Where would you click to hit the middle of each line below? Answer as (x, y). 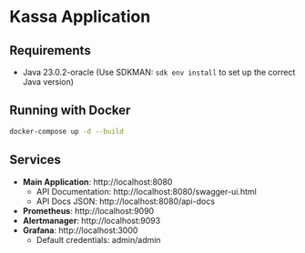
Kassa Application (80, 17)
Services (36, 160)
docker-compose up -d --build (67, 131)
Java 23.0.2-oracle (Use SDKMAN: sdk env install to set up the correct (159, 72)
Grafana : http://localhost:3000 (80, 230)
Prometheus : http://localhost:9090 (88, 210)
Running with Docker (70, 111)
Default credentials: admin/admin (98, 239)
